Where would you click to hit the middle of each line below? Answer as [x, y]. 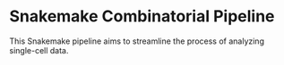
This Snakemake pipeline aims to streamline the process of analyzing [137, 41]
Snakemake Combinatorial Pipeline [142, 16]
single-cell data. [39, 50]
